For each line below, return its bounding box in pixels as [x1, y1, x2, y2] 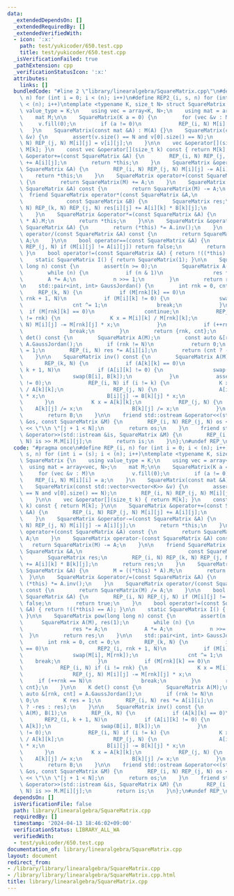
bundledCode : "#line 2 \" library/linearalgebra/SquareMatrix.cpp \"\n [13, 88, 219, 95]
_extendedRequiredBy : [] [13, 23, 86, 30]
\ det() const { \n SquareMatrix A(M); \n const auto [19, 334, 217, 341]
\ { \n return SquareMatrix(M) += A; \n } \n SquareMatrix [19, 178, 226, 185]
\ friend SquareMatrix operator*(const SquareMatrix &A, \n [19, 192, 198, 199]
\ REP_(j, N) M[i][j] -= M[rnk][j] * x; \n [19, 671, 192, 678]
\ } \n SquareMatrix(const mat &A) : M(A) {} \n [19, 127, 173, 134]
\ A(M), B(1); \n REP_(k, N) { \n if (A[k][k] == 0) [19, 710, 226, 717]
